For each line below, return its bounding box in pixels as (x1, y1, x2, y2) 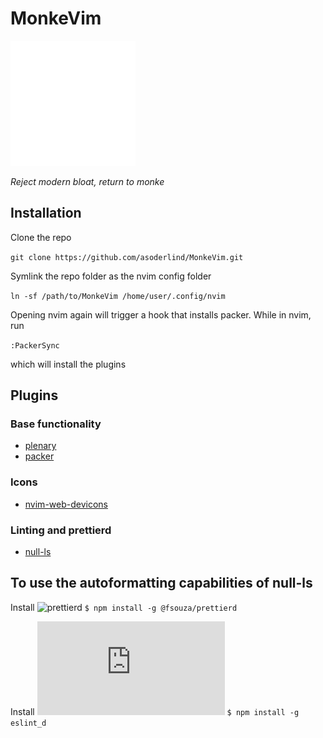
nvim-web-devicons (24, 498, 108, 510)
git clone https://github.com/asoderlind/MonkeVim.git (10, 252, 244, 262)
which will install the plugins (10, 358, 127, 370)
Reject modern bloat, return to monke (10, 175, 165, 187)
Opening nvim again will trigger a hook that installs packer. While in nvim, (10, 308, 312, 321)
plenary (24, 440, 57, 452)
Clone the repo (10, 231, 72, 243)
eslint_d (10, 718, 47, 728)
